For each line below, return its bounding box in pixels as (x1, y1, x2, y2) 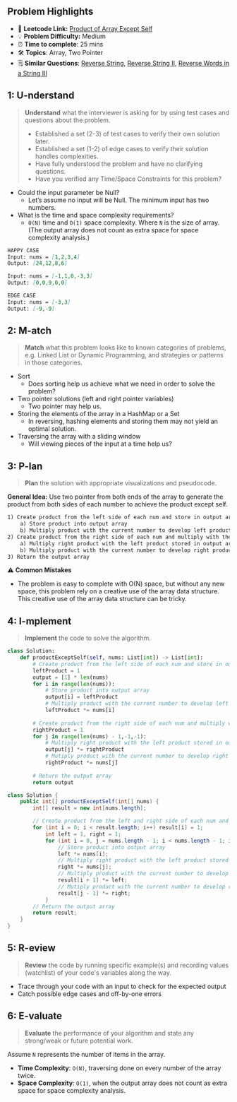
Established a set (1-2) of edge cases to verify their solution (35, 144, 209, 153)
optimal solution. (28, 425, 77, 433)
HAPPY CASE (7, 247, 39, 254)
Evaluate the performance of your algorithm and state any (24, 1029, 194, 1037)
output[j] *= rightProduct (44, 746, 125, 753)
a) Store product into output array (20, 521, 128, 528)
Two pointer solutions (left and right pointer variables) (17, 395, 174, 403)
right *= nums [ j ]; (57, 863, 112, 871)
